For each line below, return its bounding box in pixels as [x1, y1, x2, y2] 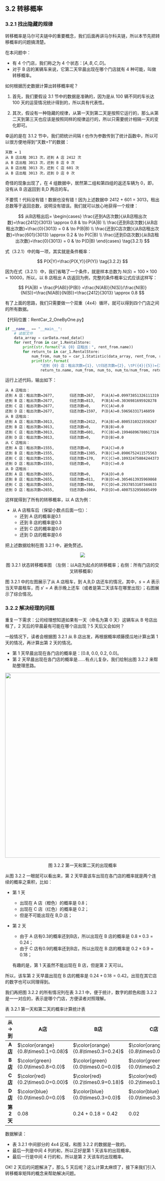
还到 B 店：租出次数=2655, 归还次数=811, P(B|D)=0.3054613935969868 [5, 477, 157, 482]
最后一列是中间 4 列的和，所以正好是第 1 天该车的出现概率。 [12, 1147, 134, 1153]
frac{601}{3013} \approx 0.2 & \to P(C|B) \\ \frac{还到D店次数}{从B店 [16, 231, 155, 238]
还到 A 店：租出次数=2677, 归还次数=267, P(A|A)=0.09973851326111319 [5, 393, 159, 398]
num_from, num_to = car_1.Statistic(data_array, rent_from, [31, 354, 157, 359]
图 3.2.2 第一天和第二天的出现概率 [48, 862, 117, 868]
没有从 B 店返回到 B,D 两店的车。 [5, 186, 72, 192]
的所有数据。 [5, 306, 31, 312]
